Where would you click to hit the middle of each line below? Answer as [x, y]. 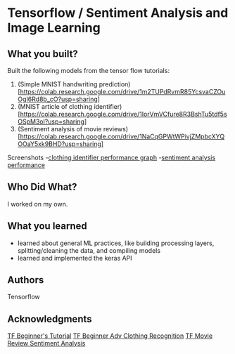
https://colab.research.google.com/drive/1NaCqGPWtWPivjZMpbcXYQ [122, 136]
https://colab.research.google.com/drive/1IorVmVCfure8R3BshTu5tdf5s [123, 114]
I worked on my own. [38, 204]
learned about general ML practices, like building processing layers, [116, 243]
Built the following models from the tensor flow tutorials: [89, 71]
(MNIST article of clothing [55, 106]
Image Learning [54, 28]
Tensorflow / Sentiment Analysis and [118, 13]
